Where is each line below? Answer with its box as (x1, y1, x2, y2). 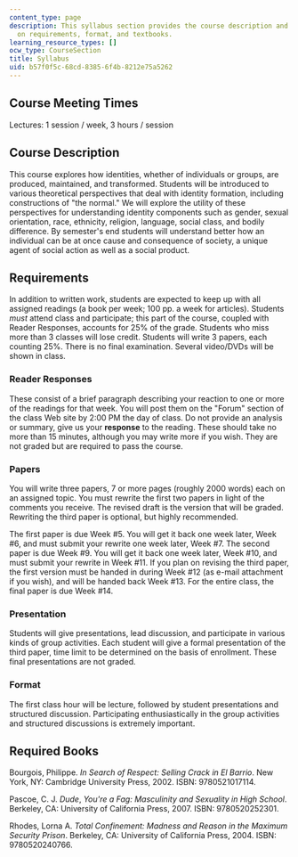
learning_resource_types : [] (9, 37, 117, 47)
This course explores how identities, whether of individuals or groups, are (9, 168, 279, 179)
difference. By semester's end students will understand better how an (9, 225, 265, 236)
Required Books (9, 743, 100, 758)
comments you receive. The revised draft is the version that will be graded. (9, 502, 285, 512)
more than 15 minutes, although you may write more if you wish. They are (9, 431, 278, 442)
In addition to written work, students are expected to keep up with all (9, 294, 261, 305)
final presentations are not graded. (9, 657, 136, 667)
